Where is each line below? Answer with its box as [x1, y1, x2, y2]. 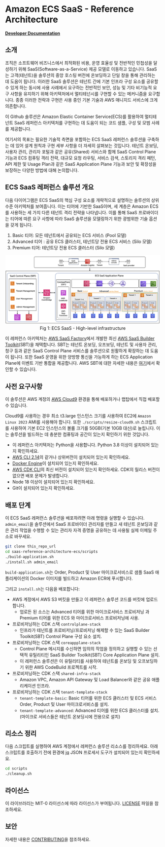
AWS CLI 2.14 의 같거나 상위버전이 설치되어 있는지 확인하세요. [12, 454, 131, 460]
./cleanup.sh [5, 771, 32, 776]
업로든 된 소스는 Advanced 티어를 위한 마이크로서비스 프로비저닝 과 [19, 609, 150, 615]
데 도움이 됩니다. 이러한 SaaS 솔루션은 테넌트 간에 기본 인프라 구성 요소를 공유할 [5, 78, 159, 84]
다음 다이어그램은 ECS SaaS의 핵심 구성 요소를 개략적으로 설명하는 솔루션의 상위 [5, 197, 159, 203]
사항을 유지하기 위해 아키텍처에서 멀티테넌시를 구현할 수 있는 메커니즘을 [10, 90, 147, 97]
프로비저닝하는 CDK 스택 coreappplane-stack [12, 639, 101, 645]
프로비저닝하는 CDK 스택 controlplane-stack [12, 621, 101, 627]
